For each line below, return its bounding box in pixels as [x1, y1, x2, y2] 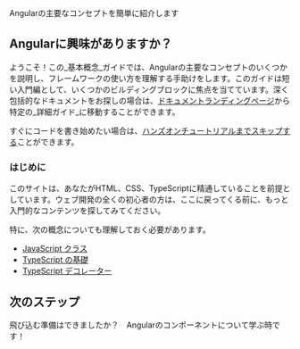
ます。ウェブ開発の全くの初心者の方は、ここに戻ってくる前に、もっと [32, 195, 289, 205]
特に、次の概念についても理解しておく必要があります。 [9, 224, 212, 235]
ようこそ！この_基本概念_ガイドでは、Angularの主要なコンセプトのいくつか [9, 62, 288, 72]
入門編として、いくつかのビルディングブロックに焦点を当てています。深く [16, 84, 289, 95]
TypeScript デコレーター [21, 266, 112, 277]
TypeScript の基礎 [21, 254, 89, 265]
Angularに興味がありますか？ [9, 37, 172, 52]
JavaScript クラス [21, 244, 87, 254]
